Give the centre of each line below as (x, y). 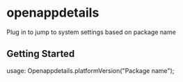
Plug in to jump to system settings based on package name (91, 32)
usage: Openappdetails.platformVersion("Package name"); (90, 70)
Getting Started (41, 54)
